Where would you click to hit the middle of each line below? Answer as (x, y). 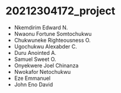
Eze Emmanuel (32, 78)
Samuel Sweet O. (35, 59)
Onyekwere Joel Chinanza (46, 65)
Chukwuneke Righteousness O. (52, 40)
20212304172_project (60, 11)
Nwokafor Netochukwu (42, 72)
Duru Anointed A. (35, 52)
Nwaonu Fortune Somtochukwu (53, 33)
